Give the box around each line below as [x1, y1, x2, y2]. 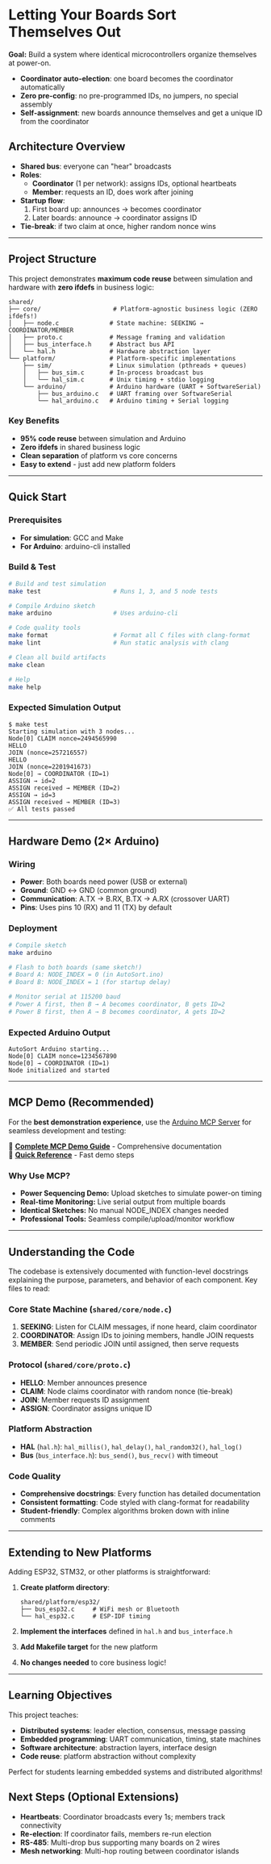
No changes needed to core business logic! [19, 1658, 167, 1667]
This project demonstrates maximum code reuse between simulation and [8, 273, 253, 283]
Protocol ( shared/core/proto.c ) [8, 1359, 131, 1370]
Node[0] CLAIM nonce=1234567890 [8, 1053, 117, 1061]
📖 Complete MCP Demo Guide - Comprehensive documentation [8, 1141, 222, 1151]
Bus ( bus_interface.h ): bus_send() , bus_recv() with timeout [19, 1450, 219, 1460]
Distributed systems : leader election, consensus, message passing [19, 1725, 246, 1735]
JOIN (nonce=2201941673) [8, 762, 92, 771]
